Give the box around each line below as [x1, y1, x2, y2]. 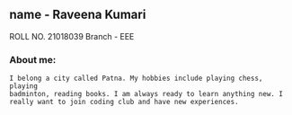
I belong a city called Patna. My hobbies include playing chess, [9, 74, 263, 84]
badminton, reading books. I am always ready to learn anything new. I [9, 90, 283, 99]
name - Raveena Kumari [9, 7, 146, 22]
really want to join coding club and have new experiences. [9, 98, 240, 107]
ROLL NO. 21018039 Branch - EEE [9, 31, 135, 41]
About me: [9, 53, 57, 66]
